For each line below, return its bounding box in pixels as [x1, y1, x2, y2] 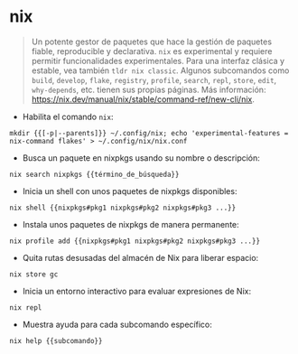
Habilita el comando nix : [22, 111, 114, 122]
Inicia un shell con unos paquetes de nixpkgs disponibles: [22, 185, 237, 196]
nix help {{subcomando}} [9, 336, 103, 345]
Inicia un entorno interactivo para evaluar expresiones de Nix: [22, 285, 251, 296]
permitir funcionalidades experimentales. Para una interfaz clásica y [31, 55, 285, 66]
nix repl [9, 303, 42, 312]
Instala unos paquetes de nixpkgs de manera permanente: [22, 219, 239, 229]
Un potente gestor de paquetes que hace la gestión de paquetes [31, 36, 273, 47]
